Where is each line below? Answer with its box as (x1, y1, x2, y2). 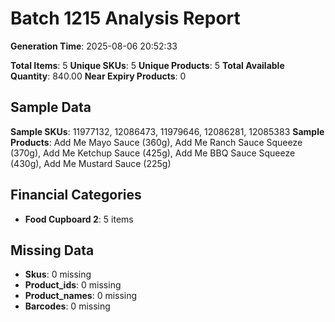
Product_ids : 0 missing (24, 279, 122, 291)
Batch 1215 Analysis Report (10, 7, 241, 30)
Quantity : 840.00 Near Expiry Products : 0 (10, 70, 187, 82)
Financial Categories (10, 187, 142, 204)
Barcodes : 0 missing (24, 300, 111, 312)
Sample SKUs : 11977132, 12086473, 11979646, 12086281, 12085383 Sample (10, 125, 325, 137)
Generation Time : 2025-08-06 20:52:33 (10, 40, 178, 52)
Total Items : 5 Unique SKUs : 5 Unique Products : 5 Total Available (10, 59, 285, 71)
